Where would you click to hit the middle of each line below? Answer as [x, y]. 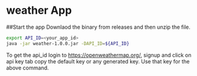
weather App [39, 10]
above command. [27, 68]
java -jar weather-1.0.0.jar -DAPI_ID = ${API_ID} [68, 43]
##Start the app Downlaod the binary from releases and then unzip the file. [98, 27]
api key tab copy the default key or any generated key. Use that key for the [98, 61]
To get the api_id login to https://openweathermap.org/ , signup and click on [99, 55]
